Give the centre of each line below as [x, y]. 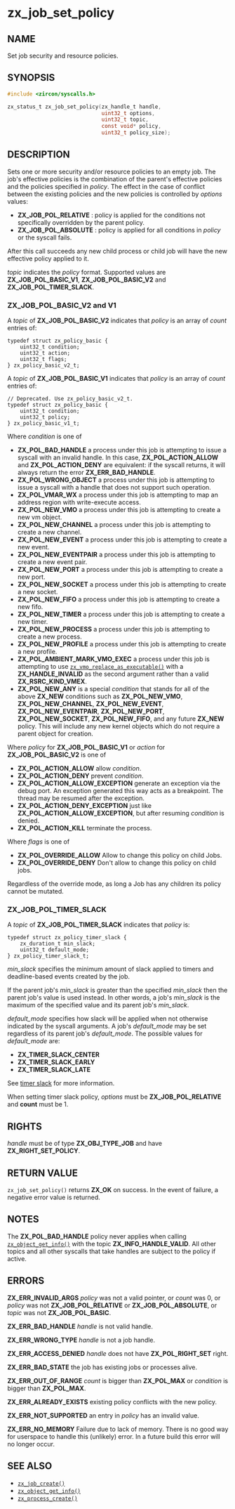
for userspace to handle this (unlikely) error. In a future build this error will [114, 1436]
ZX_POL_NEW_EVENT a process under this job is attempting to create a [122, 540]
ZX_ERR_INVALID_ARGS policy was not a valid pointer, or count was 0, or [114, 1298]
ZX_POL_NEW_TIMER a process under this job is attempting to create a [121, 614]
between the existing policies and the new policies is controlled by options [115, 194]
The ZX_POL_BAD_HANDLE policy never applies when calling [97, 1236]
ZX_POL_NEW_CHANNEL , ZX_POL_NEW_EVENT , [90, 704]
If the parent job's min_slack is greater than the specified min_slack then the [117, 990]
